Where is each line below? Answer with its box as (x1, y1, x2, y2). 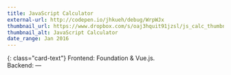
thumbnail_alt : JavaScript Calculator (7, 29, 118, 36)
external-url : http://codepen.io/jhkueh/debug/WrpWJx (7, 16, 165, 23)
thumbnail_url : (7, 22, 51, 29)
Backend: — (7, 61, 42, 70)
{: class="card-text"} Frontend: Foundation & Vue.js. (7, 54, 155, 62)
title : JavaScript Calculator (7, 10, 94, 17)
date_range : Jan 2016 (7, 35, 69, 42)
